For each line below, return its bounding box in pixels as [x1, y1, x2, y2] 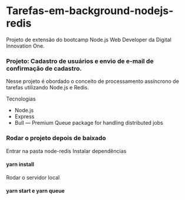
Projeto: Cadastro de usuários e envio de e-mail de [6, 57, 154, 65]
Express [14, 113, 35, 120]
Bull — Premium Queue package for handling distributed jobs [14, 119, 163, 126]
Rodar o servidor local [6, 174, 60, 181]
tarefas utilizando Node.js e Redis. [6, 84, 90, 91]
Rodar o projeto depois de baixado [6, 134, 106, 142]
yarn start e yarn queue [6, 187, 65, 195]
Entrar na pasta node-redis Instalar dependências [6, 147, 127, 154]
